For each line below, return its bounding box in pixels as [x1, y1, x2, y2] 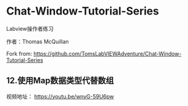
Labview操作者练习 [6, 25, 54, 32]
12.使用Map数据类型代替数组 [6, 76, 114, 86]
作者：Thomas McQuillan [6, 38, 70, 45]
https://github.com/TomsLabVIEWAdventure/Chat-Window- [33, 50, 182, 57]
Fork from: [6, 50, 33, 57]
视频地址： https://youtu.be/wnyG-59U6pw [6, 93, 114, 100]
